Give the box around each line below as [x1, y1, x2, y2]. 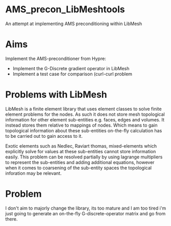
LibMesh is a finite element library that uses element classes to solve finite [5, 106, 162, 112]
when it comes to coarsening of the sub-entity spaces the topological [5, 165, 152, 171]
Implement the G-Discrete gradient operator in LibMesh [12, 65, 130, 71]
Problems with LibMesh [5, 89, 107, 100]
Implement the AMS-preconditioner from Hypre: [5, 55, 106, 61]
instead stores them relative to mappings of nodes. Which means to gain [5, 122, 158, 128]
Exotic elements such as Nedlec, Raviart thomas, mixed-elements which [5, 142, 157, 149]
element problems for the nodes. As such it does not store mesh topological [5, 111, 165, 117]
